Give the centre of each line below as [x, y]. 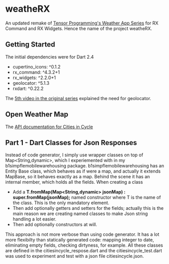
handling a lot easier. [34, 219]
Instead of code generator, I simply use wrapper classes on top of [74, 155]
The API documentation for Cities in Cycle [49, 127]
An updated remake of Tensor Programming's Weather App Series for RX [82, 23]
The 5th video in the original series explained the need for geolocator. [78, 98]
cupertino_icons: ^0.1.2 [37, 66]
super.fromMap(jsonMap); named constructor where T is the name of [87, 198]
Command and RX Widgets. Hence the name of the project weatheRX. [79, 28]
